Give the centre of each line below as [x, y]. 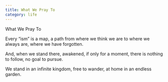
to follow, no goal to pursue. [34, 59]
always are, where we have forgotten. [44, 44]
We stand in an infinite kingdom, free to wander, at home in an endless [78, 69]
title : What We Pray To [30, 10]
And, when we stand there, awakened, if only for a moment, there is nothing [84, 54]
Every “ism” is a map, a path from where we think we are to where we [77, 39]
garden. [13, 74]
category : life [21, 15]
